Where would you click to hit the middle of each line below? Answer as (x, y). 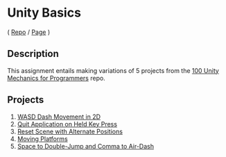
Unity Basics (44, 13)
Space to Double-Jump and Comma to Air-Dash (86, 146)
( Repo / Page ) (29, 32)
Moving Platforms (42, 139)
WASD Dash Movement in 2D (59, 117)
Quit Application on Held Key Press (67, 124)
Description (33, 54)
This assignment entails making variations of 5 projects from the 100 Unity (113, 70)
